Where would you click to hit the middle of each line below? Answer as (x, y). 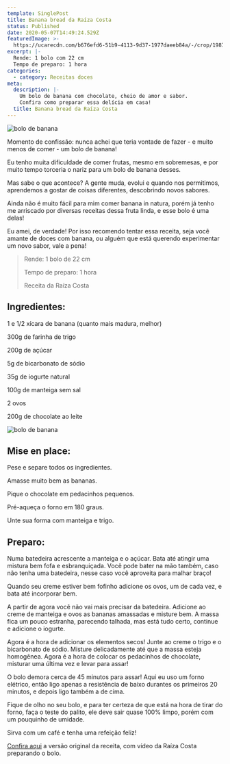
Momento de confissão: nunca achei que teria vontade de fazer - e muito (110, 142)
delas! (16, 218)
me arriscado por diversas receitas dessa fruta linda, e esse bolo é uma (108, 210)
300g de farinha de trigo (42, 337)
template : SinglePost (38, 13)
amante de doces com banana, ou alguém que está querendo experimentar (114, 238)
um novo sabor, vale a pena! (47, 245)
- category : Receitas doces (53, 77)
